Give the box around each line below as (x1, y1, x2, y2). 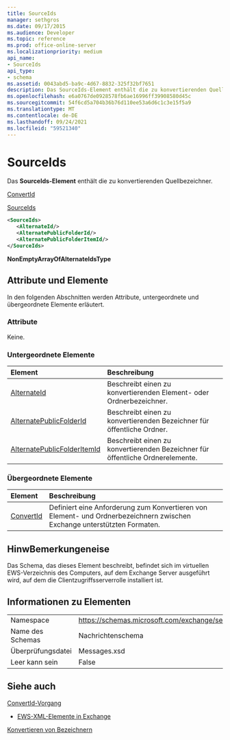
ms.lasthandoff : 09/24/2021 (7, 118, 88, 126)
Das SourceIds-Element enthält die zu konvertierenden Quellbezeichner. (7, 177, 213, 185)
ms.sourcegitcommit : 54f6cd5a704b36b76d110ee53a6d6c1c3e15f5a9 (7, 99, 192, 106)
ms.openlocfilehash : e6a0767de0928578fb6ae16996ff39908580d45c (7, 93, 192, 100)
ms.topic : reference (7, 36, 66, 43)
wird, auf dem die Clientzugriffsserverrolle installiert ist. (7, 576, 164, 584)
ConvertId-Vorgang (7, 699, 62, 707)
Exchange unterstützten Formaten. (49, 520, 161, 529)
